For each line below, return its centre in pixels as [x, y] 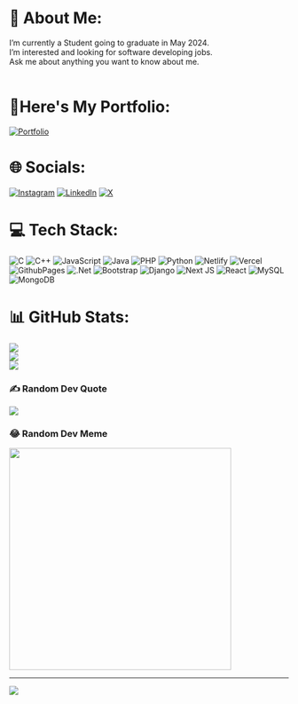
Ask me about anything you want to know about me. [104, 61]
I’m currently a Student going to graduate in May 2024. [110, 43]
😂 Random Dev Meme [59, 433]
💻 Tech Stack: [64, 230]
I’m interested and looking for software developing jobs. [111, 51]
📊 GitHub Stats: [70, 316]
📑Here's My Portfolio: [90, 107]
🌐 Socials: [47, 167]
